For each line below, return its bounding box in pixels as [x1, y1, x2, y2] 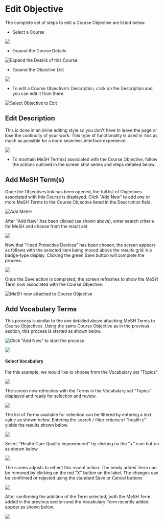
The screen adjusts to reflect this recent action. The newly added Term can [5, 464, 157, 470]
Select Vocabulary [5, 358, 44, 364]
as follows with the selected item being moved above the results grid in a [5, 247, 152, 253]
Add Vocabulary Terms [5, 305, 77, 313]
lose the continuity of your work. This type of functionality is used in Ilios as [5, 132, 158, 138]
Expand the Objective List [12, 67, 64, 72]
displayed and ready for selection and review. [5, 393, 97, 399]
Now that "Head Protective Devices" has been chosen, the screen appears [5, 242, 156, 248]
